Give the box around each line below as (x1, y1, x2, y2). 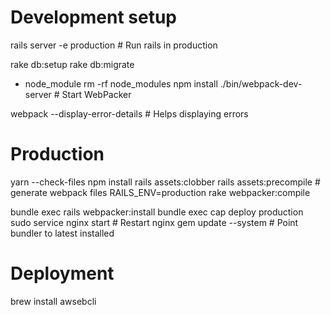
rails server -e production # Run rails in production (10, 39, 218, 51)
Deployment (10, 262, 115, 285)
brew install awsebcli (10, 295, 97, 307)
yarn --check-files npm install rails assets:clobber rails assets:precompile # (10, 176, 321, 188)
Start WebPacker (61, 88, 132, 100)
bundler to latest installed (10, 227, 115, 239)
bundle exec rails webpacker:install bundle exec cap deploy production (10, 206, 304, 218)
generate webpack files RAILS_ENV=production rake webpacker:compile (10, 186, 311, 198)
